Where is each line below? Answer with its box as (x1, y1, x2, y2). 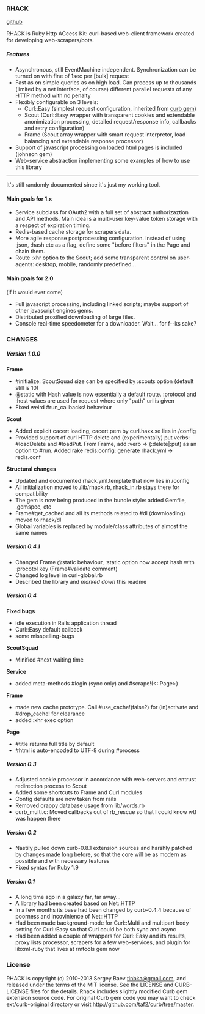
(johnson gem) (15, 151, 52, 158)
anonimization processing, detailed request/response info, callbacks (24, 118, 196, 125)
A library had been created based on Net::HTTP (15, 900, 135, 907)
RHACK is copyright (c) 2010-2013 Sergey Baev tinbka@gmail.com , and (6, 974, 186, 982)
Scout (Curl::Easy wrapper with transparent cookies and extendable (24, 111, 195, 119)
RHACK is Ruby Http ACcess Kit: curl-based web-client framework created (6, 30, 195, 37)
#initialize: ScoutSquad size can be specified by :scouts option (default (15, 378, 194, 385)
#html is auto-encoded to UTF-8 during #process (15, 747, 140, 754)
